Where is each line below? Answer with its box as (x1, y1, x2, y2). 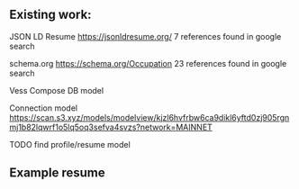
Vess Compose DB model (9, 85, 104, 95)
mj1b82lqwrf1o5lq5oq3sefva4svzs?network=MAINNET (9, 121, 213, 132)
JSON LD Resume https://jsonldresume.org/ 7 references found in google (9, 31, 282, 41)
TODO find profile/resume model (9, 139, 131, 149)
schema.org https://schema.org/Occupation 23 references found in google (9, 58, 287, 68)
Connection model (9, 103, 78, 113)
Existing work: (9, 7, 92, 22)
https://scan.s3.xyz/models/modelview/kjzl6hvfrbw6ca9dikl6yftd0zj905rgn (9, 112, 290, 122)
